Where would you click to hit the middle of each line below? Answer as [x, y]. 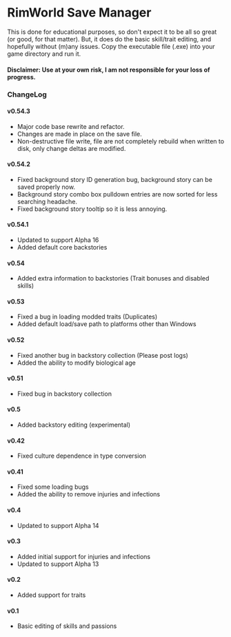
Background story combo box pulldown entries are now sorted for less [117, 194]
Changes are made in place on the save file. [80, 134]
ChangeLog [27, 94]
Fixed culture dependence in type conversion [82, 456]
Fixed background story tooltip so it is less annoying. [92, 209]
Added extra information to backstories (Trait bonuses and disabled [113, 279]
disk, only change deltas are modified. [71, 148]
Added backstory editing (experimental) [74, 425]
